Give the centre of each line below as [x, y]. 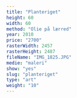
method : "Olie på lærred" [39, 29]
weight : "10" [23, 86]
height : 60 [20, 18]
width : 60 [19, 23]
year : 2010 [20, 35]
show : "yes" [21, 68]
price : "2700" [24, 40]
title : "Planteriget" [34, 12]
